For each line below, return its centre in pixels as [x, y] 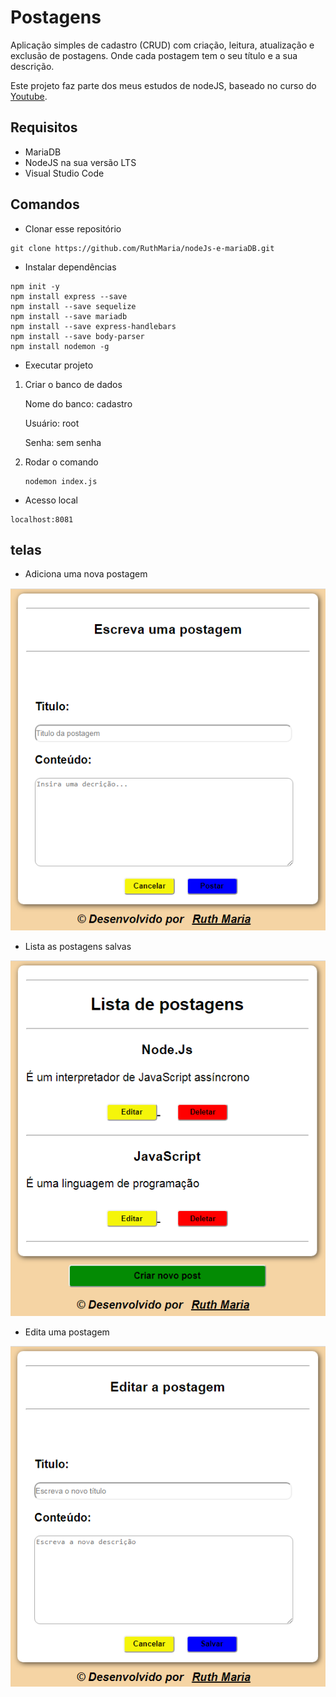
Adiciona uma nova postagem [86, 574]
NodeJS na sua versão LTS [80, 162]
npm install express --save [69, 296]
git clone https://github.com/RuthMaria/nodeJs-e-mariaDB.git [142, 248]
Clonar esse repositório [73, 228]
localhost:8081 [42, 519]
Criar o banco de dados [73, 384]
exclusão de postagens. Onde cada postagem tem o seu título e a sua [154, 55]
